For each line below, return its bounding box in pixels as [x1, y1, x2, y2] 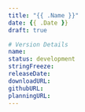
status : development [8, 55, 76, 63]
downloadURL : [8, 77, 51, 85]
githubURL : [8, 84, 44, 92]
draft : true [8, 26, 47, 34]
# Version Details [8, 40, 68, 48]
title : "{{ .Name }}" [8, 11, 79, 20]
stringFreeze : [8, 62, 55, 71]
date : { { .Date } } [8, 19, 68, 27]
